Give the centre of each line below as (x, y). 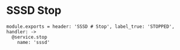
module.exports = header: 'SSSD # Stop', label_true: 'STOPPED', (90, 27)
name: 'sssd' (34, 42)
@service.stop (29, 37)
